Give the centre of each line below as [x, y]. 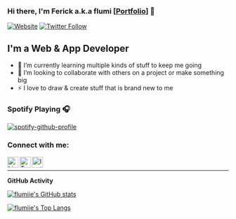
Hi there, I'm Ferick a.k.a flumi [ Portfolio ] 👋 [81, 11]
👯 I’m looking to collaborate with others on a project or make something [121, 73]
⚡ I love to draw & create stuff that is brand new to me [95, 88]
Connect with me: [38, 145]
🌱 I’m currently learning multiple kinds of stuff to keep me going [110, 65]
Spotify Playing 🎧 [39, 109]
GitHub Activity [31, 181]
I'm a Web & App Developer [68, 48]
